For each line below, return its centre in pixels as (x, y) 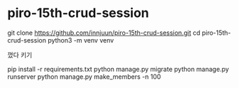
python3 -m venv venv (81, 40)
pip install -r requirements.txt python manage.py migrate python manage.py (118, 69)
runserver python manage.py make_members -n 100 (84, 77)
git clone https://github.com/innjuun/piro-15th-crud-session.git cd (104, 33)
